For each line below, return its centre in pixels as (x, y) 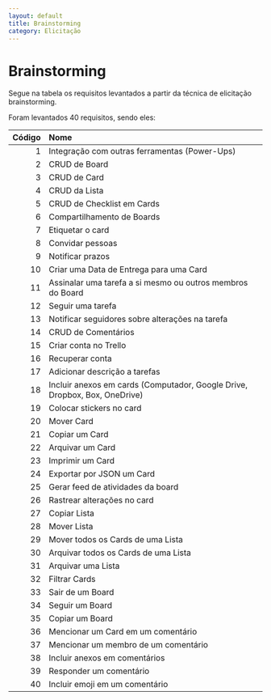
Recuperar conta (80, 358)
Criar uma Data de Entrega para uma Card (128, 269)
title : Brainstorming (45, 23)
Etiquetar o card (79, 230)
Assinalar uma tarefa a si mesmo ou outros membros (148, 282)
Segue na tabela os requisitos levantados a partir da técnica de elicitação (130, 93)
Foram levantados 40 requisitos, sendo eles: (82, 117)
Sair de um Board (81, 592)
